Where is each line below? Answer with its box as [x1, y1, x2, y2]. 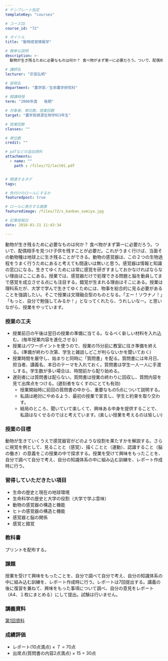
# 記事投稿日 [5, 218, 28, 223]
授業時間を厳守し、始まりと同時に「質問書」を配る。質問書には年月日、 [12, 355, 161, 361]
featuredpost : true [5, 195, 46, 200]
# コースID [5, 21, 25, 26]
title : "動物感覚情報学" [5, 40, 51, 45]
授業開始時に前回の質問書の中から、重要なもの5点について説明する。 [19, 386, 163, 392]
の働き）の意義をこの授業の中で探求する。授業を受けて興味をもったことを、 [5, 450, 163, 457]
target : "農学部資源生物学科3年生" [5, 112, 71, 118]
